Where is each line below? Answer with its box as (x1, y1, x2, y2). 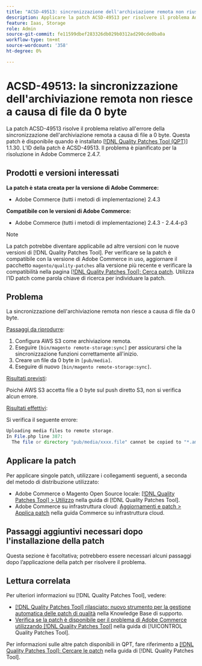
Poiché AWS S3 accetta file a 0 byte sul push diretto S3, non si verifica (6, 386, 182, 394)
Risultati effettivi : (6, 404, 48, 412)
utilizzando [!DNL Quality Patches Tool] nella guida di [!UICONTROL (14, 623, 183, 630)
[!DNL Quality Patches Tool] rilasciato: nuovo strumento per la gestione (14, 603, 191, 611)
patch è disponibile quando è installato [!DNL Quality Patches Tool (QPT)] (6, 137, 188, 145)
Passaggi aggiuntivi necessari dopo (6, 527, 143, 537)
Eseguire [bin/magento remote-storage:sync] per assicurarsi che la (14, 344, 182, 351)
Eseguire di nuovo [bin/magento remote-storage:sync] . (14, 363, 151, 371)
